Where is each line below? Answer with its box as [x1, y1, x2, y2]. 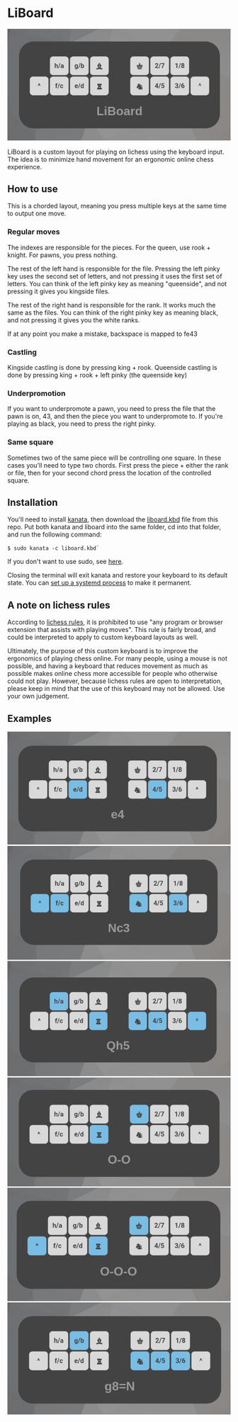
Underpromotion [7, 388, 66, 398]
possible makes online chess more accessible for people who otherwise [7, 670, 218, 678]
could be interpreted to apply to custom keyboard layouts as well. [7, 633, 198, 642]
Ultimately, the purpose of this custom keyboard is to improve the [7, 647, 198, 655]
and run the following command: [7, 530, 102, 539]
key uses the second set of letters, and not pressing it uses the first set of [7, 271, 222, 281]
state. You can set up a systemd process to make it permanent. [7, 579, 192, 587]
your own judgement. [7, 692, 69, 701]
